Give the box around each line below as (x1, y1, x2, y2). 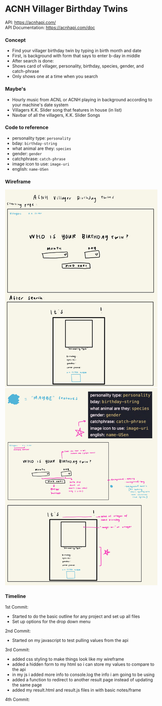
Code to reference (5, 124, 49, 131)
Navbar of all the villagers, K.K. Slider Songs (12, 112, 101, 118)
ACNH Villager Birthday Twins (5, 3, 128, 15)
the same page (12, 682, 42, 688)
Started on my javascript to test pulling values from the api (12, 637, 129, 643)
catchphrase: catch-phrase (12, 156, 66, 161)
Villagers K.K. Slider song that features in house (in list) (12, 107, 122, 112)
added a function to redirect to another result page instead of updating (12, 676, 153, 682)
